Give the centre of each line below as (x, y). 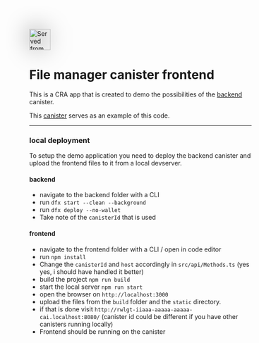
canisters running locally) (76, 324)
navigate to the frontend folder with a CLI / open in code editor (130, 249)
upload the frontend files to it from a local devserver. (106, 163)
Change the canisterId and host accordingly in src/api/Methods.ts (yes (144, 264)
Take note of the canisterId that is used (97, 218)
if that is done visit (66, 309)
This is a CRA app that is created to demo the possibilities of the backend (136, 94)
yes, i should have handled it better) (91, 272)
